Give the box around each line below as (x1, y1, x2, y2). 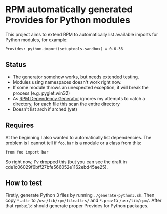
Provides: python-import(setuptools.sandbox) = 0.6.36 (5, 46, 123, 51)
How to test (5, 178, 42, 187)
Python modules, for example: (5, 37, 68, 43)
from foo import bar (5, 149, 49, 155)
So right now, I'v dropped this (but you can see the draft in (5, 159, 127, 165)
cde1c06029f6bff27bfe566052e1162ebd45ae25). (5, 164, 108, 170)
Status (5, 60, 27, 69)
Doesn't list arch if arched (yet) (12, 106, 77, 112)
